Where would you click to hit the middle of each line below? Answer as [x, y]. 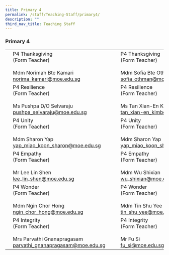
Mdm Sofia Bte [138, 72]
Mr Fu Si [130, 239]
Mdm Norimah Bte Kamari [43, 72]
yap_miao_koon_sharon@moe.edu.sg [57, 145]
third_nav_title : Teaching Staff [40, 24]
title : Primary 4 [23, 10]
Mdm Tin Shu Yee [141, 205]
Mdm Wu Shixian [141, 172]
